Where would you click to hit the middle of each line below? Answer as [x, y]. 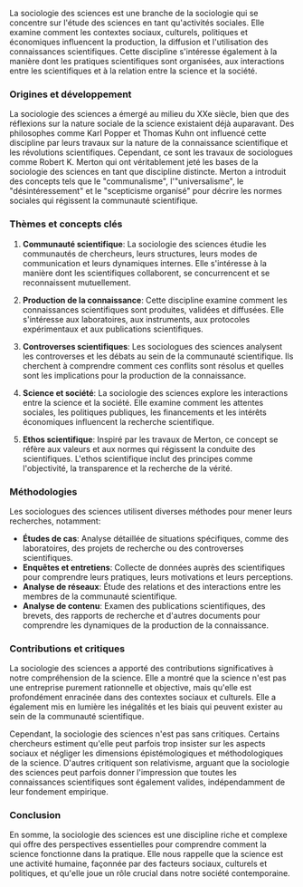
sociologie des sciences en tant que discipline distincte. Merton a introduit [148, 172]
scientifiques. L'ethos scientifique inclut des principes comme [137, 458]
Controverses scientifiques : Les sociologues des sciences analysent [152, 346]
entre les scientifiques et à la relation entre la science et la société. [133, 71]
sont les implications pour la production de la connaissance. [134, 375]
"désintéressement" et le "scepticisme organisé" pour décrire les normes [146, 191]
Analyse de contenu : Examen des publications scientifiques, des [144, 605]
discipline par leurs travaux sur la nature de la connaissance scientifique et [149, 143]
